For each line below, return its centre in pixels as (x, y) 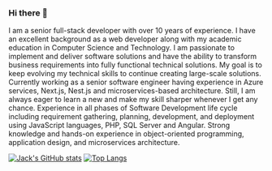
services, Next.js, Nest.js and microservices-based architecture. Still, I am (132, 91)
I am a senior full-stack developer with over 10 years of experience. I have (132, 31)
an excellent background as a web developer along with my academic (125, 39)
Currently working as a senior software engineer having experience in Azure (136, 82)
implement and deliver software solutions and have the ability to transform (133, 57)
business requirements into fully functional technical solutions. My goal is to (135, 65)
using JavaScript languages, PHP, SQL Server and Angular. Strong (119, 126)
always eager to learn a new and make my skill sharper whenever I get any (133, 100)
